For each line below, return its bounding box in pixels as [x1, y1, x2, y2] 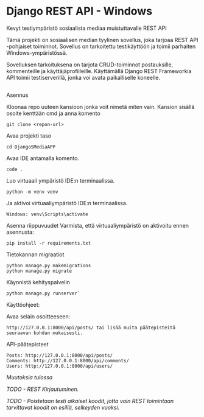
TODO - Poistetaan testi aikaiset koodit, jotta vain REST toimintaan [6, 398, 174, 405]
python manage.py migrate [6, 268, 72, 275]
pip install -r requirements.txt [6, 240, 91, 247]
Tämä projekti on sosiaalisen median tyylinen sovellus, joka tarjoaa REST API [6, 36, 199, 43]
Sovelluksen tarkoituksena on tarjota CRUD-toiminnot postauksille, [6, 61, 174, 68]
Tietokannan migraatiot [6, 251, 65, 258]
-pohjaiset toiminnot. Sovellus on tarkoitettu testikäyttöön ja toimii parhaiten [6, 43, 196, 50]
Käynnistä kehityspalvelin [6, 279, 70, 286]
